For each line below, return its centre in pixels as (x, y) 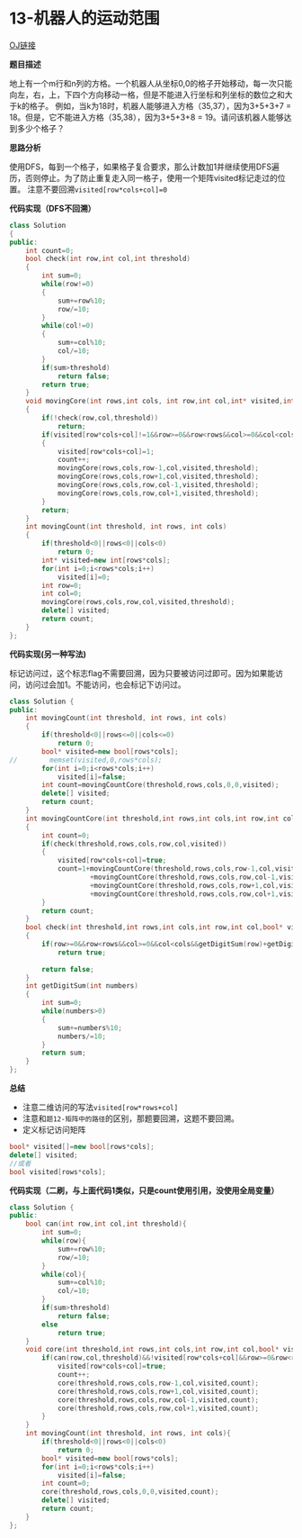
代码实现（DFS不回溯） (53, 208)
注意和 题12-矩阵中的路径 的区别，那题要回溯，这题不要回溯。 (131, 1118)
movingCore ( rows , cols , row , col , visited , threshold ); (138, 602)
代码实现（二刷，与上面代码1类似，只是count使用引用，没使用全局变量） (144, 1190)
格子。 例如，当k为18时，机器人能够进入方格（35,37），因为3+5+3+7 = (160, 105)
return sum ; (64, 1053)
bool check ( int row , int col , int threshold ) (108, 259)
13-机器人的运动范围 (84, 18)
